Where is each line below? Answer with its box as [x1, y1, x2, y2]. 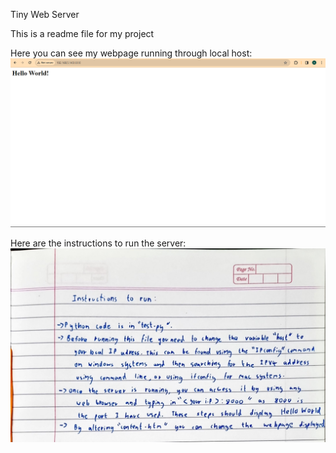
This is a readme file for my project [10, 28, 155, 39]
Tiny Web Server [10, 9, 80, 20]
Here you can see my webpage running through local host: [10, 47, 253, 59]
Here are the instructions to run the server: [10, 237, 187, 249]
